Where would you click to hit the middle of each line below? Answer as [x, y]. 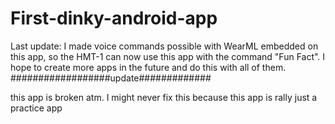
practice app [36, 108]
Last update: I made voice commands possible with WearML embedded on [164, 46]
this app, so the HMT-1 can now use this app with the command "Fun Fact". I [168, 56]
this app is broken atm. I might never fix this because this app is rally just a [164, 97]
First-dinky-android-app [114, 18]
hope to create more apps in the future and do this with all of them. [148, 67]
